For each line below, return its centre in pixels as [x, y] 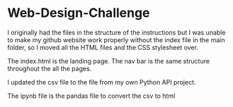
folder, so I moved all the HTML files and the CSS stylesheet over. [103, 47]
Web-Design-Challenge [79, 13]
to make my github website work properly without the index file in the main [116, 39]
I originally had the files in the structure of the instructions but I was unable [116, 32]
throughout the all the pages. [50, 68]
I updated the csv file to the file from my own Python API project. [102, 82]
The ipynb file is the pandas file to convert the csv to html [91, 96]
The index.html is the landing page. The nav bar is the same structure [109, 61]
